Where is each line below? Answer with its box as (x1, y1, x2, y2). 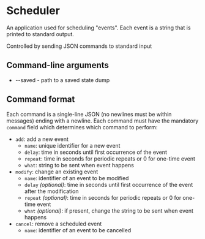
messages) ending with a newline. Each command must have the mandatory (6, 117, 199, 124)
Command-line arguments (6, 60, 109, 70)
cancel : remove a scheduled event (15, 220, 102, 227)
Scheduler (6, 4, 60, 18)
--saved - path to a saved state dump (15, 76, 110, 83)
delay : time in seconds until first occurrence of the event (24, 148, 167, 156)
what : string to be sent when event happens (24, 161, 135, 169)
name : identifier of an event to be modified (24, 174, 129, 181)
